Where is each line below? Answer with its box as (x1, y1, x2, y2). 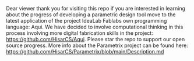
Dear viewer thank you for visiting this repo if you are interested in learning (6, 5, 185, 12)
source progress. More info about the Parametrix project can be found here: (6, 42, 188, 49)
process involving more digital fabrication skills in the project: (6, 30, 153, 37)
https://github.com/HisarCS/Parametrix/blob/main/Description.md (6, 48, 164, 55)
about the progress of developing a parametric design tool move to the (6, 11, 176, 18)
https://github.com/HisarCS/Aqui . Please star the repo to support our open (6, 36, 185, 42)
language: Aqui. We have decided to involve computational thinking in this (6, 23, 184, 30)
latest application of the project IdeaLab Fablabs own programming (6, 17, 167, 24)
